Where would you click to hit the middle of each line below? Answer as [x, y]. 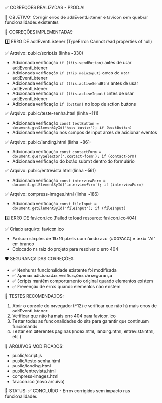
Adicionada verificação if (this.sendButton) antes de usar [72, 63]
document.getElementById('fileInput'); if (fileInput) [69, 208]
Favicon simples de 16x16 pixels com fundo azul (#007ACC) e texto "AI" [84, 239]
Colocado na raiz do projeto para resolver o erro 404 [65, 249]
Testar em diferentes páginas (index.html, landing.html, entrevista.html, [83, 331]
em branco [23, 244]
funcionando [25, 326]
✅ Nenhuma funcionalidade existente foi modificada [64, 270]
